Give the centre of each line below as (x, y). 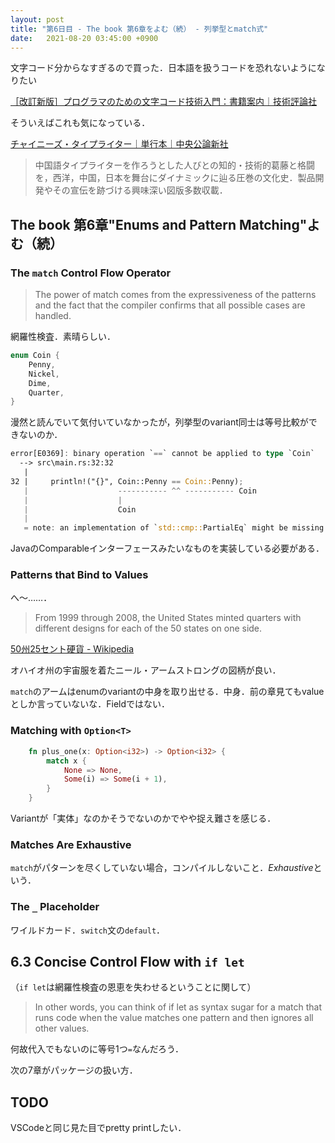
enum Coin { (35, 356)
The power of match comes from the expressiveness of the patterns (175, 295)
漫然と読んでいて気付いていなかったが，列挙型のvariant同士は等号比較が (159, 422)
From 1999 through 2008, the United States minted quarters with (168, 618)
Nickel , (44, 374)
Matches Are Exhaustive (71, 844)
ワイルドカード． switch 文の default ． (88, 930)
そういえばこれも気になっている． (80, 123)
